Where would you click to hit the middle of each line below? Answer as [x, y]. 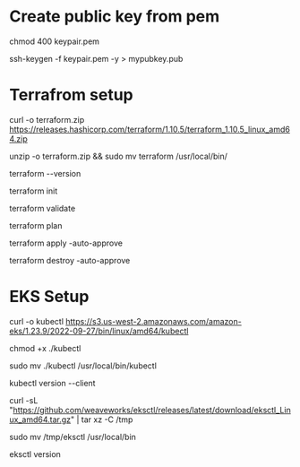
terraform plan [36, 225]
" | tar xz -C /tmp [102, 419]
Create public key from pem [115, 17]
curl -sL [24, 400]
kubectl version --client [52, 383]
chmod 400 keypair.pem [55, 41]
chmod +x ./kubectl [45, 348]
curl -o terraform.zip [47, 119]
